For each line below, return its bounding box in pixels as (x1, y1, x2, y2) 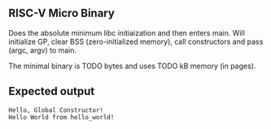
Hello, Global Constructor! (8, 105, 104, 114)
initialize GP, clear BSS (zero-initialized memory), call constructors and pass (8, 37, 264, 46)
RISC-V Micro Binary (8, 6, 116, 20)
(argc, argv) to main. (8, 45, 77, 55)
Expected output (8, 84, 95, 98)
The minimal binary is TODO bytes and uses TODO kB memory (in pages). (8, 61, 256, 71)
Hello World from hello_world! (8, 113, 115, 121)
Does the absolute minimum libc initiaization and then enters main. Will (8, 28, 246, 37)
